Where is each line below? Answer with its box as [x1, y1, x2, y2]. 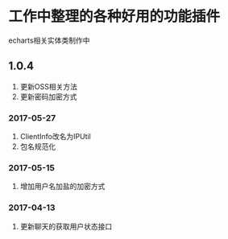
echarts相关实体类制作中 [8, 35, 90, 45]
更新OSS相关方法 [19, 81, 78, 91]
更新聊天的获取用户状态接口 [19, 221, 113, 231]
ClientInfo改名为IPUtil [19, 132, 91, 142]
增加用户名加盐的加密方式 [19, 182, 106, 192]
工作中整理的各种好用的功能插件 [8, 7, 221, 26]
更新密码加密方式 [19, 92, 77, 101]
